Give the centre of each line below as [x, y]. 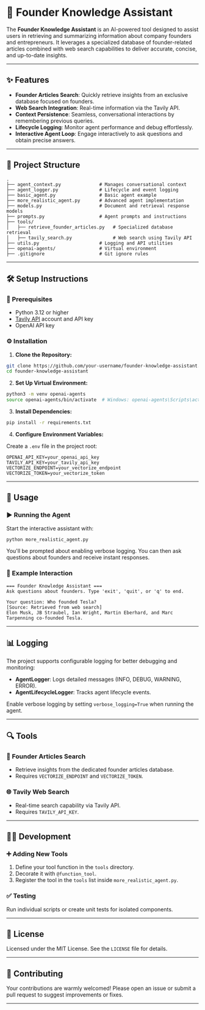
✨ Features [28, 80]
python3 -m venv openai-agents [46, 394]
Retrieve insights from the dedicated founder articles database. [95, 770]
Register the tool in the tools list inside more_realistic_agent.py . [97, 880]
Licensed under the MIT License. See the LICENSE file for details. [87, 949]
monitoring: [21, 667]
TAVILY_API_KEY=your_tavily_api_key [53, 463]
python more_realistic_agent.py [47, 539]
